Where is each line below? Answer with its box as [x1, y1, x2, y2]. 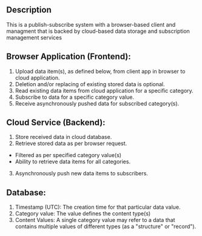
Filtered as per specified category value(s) [15, 152, 122, 159]
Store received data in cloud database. [15, 133, 112, 141]
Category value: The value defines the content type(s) [15, 210, 151, 217]
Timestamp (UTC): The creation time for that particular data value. [15, 203, 181, 211]
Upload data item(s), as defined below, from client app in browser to [15, 67, 186, 75]
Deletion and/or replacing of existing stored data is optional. [15, 80, 165, 87]
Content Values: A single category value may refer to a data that [15, 217, 175, 224]
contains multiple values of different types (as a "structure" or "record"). [15, 223, 197, 230]
